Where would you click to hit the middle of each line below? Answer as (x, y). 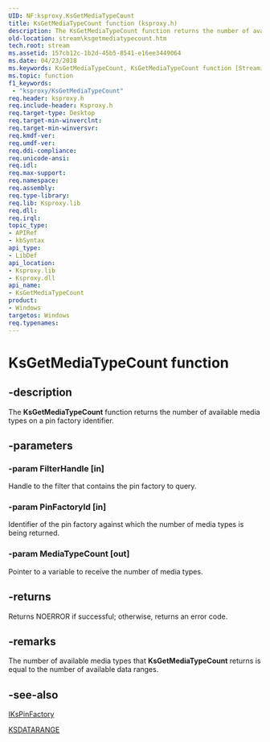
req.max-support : (37, 173)
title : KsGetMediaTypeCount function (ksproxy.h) (93, 23)
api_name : (25, 286)
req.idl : (23, 166)
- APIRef (23, 233)
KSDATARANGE (34, 730)
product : (23, 301)
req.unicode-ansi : (39, 158)
